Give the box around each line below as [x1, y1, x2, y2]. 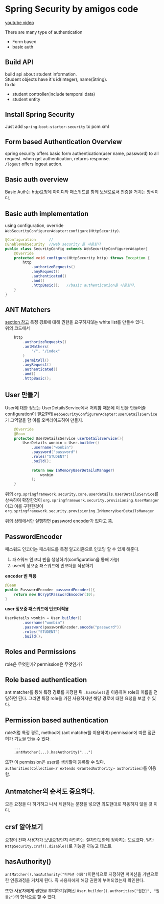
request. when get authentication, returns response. [5, 156, 110, 162]
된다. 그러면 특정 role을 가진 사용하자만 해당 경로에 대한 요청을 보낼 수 [18, 695, 151, 702]
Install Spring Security [5, 110, 75, 119]
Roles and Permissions [5, 648, 76, 656]
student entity [12, 96, 41, 102]
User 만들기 [5, 391, 40, 399]
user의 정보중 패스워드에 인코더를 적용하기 [12, 562, 94, 568]
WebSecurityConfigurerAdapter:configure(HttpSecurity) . [5, 228, 121, 233]
